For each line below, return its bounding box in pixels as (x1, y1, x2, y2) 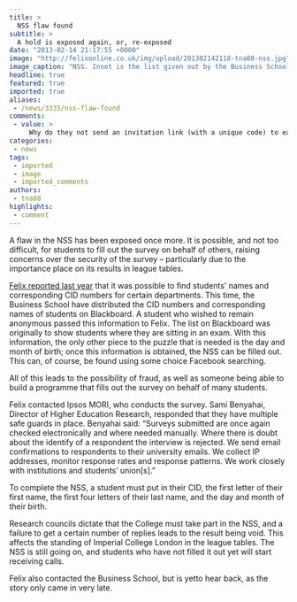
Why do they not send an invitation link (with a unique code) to (28, 128, 278, 137)
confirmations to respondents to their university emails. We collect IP (9, 446, 261, 457)
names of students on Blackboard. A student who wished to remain (9, 308, 255, 319)
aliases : (9, 95, 42, 104)
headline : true (9, 71, 65, 80)
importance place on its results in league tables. (9, 263, 184, 274)
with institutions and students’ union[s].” (9, 465, 156, 475)
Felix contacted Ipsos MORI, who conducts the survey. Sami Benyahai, (9, 399, 266, 410)
